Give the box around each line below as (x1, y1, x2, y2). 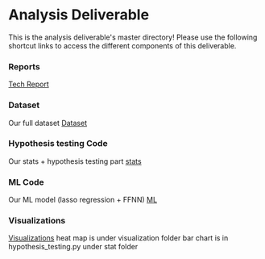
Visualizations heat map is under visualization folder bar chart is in (8, 233, 229, 243)
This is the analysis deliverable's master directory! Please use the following (8, 32, 258, 42)
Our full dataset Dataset (8, 118, 87, 127)
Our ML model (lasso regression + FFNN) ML (8, 195, 158, 205)
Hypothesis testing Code (8, 138, 108, 149)
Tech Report (8, 79, 50, 90)
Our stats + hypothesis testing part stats (8, 156, 143, 166)
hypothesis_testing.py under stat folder (8, 242, 139, 252)
